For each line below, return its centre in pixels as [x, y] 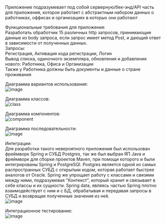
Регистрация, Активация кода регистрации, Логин [59, 53]
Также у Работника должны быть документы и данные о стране [73, 69]
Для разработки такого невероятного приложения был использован [78, 149]
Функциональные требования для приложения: [55, 27]
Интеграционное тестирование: [39, 211]
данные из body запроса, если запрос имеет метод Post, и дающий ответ [83, 38]
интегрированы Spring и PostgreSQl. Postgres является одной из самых [81, 164]
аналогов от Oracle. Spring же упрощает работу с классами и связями [80, 175]
